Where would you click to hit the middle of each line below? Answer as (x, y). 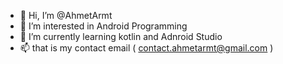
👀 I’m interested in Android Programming (103, 26)
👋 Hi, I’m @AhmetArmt (66, 15)
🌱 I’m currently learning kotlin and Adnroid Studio (121, 36)
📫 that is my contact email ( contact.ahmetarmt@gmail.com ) (146, 48)
